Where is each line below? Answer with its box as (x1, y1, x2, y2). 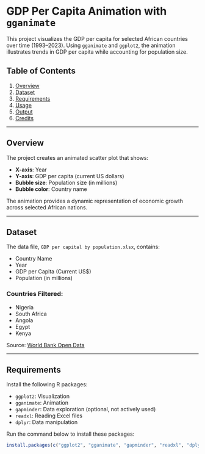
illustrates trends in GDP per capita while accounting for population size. (6, 48, 188, 56)
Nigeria (15, 303, 34, 311)
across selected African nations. (6, 203, 88, 211)
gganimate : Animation (15, 399, 69, 406)
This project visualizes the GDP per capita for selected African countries (6, 35, 188, 42)
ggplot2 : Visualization (15, 392, 70, 400)
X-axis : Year (15, 166, 47, 173)
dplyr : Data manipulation (15, 419, 78, 426)
